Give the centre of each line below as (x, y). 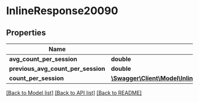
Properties (26, 33)
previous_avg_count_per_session (57, 69)
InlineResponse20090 (62, 11)
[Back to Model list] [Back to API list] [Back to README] (74, 93)
